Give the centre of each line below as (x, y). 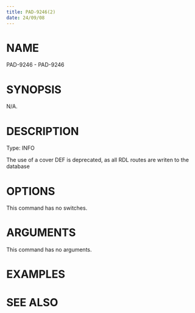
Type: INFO (21, 148)
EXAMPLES (36, 274)
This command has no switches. (47, 208)
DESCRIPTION (43, 131)
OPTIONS (31, 191)
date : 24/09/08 (26, 18)
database (18, 166)
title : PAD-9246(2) (31, 12)
